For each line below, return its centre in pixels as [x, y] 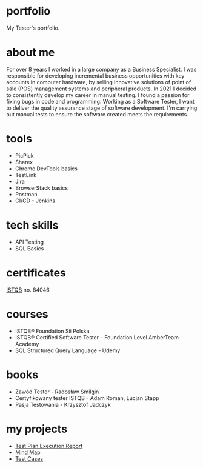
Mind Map [28, 452]
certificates [36, 272]
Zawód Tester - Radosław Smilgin [57, 392]
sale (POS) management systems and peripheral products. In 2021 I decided [101, 89]
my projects [37, 429]
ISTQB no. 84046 [28, 290]
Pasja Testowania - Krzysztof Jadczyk [63, 404]
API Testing [29, 242]
